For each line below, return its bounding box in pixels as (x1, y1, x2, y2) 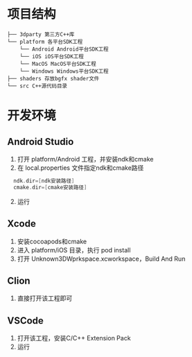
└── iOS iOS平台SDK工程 (19, 53, 85, 60)
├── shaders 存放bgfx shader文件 (7, 75, 100, 82)
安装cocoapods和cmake (17, 237, 87, 245)
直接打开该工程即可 (17, 294, 73, 302)
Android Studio (7, 136, 74, 148)
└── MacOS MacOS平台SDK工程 (19, 60, 97, 67)
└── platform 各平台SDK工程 (7, 38, 83, 45)
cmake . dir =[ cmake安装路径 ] (13, 184, 87, 191)
